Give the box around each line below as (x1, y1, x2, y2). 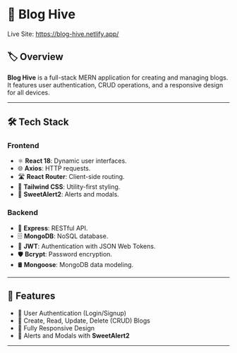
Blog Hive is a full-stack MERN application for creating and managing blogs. (7, 73, 229, 82)
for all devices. (7, 88, 51, 97)
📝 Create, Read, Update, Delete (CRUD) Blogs (17, 316, 150, 325)
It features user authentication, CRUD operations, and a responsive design (7, 80, 224, 89)
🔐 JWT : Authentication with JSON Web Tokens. (17, 242, 156, 250)
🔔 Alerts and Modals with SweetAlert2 (17, 331, 130, 340)
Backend (7, 208, 39, 218)
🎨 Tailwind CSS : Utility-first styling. (17, 182, 121, 191)
